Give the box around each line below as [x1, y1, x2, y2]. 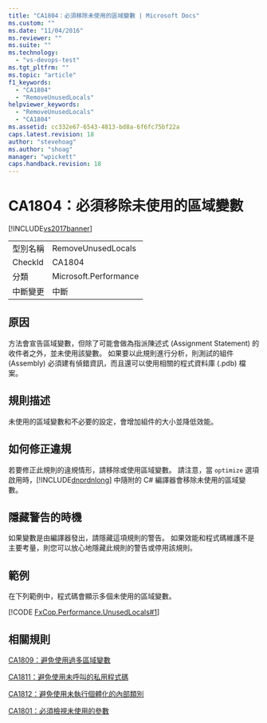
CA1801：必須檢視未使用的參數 [8, 705, 110, 715]
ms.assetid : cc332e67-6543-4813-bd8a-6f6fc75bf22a [8, 123, 180, 131]
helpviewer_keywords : [8, 101, 80, 109]
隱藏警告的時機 [8, 510, 82, 523]
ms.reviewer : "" [8, 34, 62, 42]
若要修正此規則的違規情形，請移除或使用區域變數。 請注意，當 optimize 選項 [8, 464, 260, 475]
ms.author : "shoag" [8, 145, 73, 153]
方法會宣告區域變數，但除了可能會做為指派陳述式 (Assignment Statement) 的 [8, 338, 260, 348]
